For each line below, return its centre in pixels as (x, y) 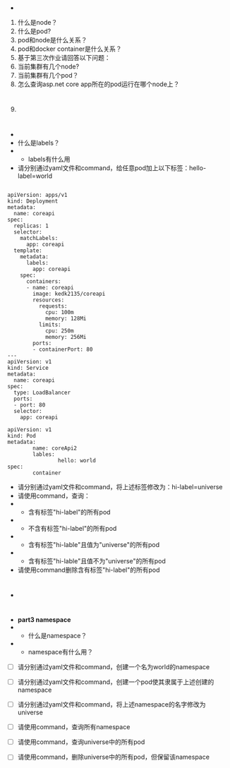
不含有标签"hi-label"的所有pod (72, 528)
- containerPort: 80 (63, 349)
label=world (35, 176)
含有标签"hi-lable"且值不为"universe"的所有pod (97, 560)
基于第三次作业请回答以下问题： (64, 58)
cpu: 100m (59, 312)
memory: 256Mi (66, 337)
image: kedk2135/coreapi (69, 294)
